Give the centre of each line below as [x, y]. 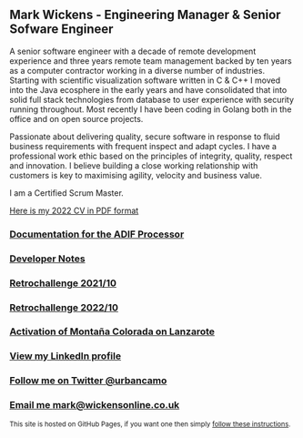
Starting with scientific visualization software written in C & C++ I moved [145, 80]
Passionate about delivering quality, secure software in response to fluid [145, 137]
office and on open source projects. [76, 118]
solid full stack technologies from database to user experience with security [151, 99]
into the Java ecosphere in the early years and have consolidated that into [148, 89]
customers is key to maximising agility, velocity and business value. [136, 175]
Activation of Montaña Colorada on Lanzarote [112, 331]
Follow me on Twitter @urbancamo [88, 381]
